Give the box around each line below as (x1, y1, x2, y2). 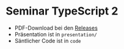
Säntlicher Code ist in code (14, 37, 81, 44)
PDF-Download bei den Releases (14, 24, 98, 31)
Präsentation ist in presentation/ (14, 30, 97, 38)
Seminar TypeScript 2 (5, 4, 119, 18)
